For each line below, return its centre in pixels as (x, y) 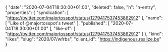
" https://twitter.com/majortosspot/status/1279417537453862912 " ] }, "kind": (84, 34)
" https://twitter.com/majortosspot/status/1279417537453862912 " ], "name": (84, 18)
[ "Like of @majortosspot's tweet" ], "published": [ (58, 23)
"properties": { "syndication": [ (37, 12)
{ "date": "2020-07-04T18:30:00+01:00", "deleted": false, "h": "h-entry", (81, 7)
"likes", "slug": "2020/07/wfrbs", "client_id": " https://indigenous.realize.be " (83, 39)
